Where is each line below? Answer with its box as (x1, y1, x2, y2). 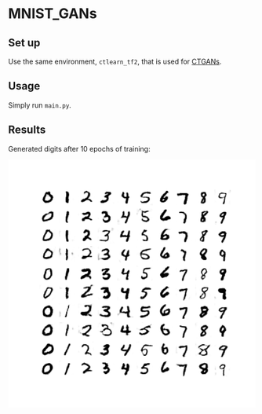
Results (8, 123, 46, 137)
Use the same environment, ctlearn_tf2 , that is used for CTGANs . (8, 57, 222, 66)
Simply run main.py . (8, 100, 72, 110)
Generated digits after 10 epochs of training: (8, 144, 151, 153)
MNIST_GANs (8, 5, 97, 23)
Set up (8, 36, 41, 49)
